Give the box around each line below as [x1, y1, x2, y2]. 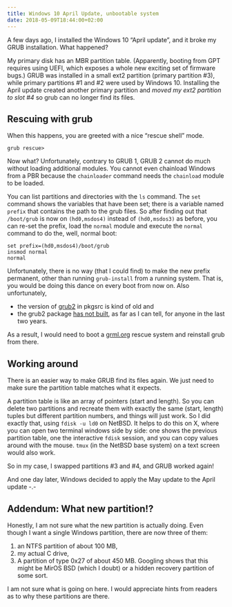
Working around [7, 358, 79, 370]
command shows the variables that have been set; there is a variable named [7, 200, 224, 208]
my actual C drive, [17, 549, 69, 557]
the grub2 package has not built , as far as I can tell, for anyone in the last [17, 309, 225, 318]
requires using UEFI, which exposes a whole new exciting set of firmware [7, 64, 216, 72]
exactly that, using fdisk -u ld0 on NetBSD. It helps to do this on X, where [7, 419, 220, 428]
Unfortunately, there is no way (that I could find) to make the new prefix [7, 267, 211, 275]
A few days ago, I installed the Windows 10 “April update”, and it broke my [7, 35, 217, 44]
